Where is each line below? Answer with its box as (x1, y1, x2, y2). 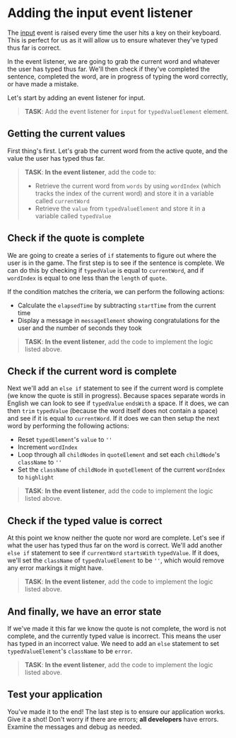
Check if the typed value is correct (7, 515, 163, 527)
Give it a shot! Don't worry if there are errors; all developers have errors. (7, 715, 219, 723)
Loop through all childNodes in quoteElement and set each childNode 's (17, 450, 220, 459)
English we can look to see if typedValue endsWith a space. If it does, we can (7, 399, 230, 408)
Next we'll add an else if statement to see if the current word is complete (7, 384, 224, 392)
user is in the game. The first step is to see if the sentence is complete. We (7, 259, 225, 267)
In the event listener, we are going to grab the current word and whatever (7, 57, 220, 65)
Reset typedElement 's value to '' (17, 436, 113, 444)
